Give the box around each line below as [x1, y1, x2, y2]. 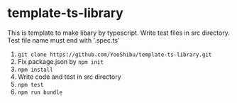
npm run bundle [17, 89, 63, 96]
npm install [17, 66, 53, 73]
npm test [17, 81, 44, 88]
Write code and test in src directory [17, 72, 121, 81]
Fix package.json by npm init [17, 57, 104, 65]
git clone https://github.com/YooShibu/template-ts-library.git [17, 51, 212, 58]
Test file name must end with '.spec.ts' [7, 36, 120, 44]
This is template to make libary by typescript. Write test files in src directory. [7, 28, 231, 37]
